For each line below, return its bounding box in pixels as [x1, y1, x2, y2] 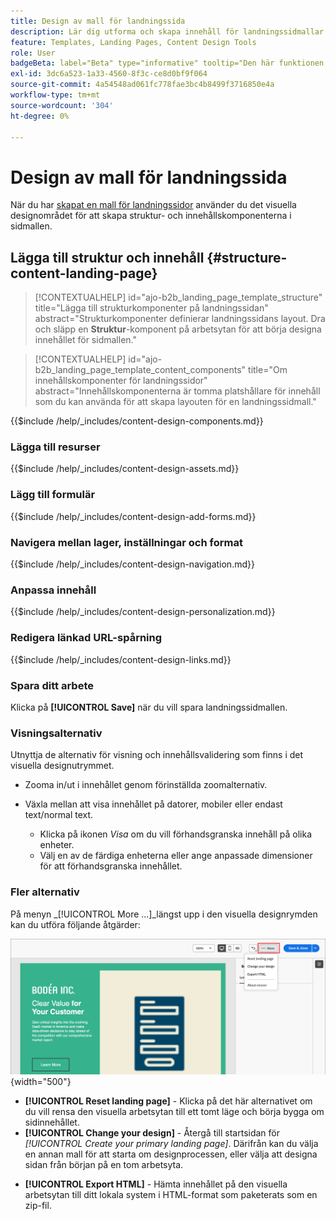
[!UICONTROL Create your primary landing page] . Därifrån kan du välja [24, 1137, 319, 1149]
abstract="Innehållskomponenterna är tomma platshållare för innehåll [34, 385, 321, 397]
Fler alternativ [10, 885, 80, 899]
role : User [10, 48, 56, 58]
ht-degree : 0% [10, 111, 70, 121]
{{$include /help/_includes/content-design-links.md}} [10, 653, 232, 665]
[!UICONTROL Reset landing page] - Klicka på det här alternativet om [24, 1095, 313, 1107]
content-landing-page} [10, 265, 158, 282]
